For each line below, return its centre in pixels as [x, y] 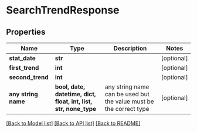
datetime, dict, [75, 94]
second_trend [29, 77]
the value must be [129, 101]
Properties [26, 32]
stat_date [23, 58]
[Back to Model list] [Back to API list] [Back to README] [73, 123]
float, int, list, [74, 101]
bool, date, [70, 87]
